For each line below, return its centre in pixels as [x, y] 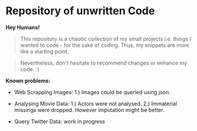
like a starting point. [44, 51]
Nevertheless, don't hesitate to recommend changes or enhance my [104, 63]
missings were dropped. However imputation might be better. [89, 110]
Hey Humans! [23, 27]
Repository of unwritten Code [80, 11]
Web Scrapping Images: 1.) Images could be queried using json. [92, 92]
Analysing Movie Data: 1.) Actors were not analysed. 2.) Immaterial [96, 103]
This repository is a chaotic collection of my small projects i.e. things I [106, 39]
